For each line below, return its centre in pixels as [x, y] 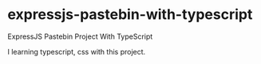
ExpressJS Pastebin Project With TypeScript [80, 36]
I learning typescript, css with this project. [77, 51]
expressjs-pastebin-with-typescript [130, 15]
